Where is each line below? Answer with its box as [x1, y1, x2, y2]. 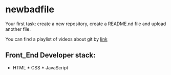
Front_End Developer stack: [5, 51, 96, 60]
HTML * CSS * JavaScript [12, 64, 69, 70]
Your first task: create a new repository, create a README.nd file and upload [5, 21, 166, 27]
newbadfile [5, 4, 55, 15]
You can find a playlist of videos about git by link [5, 36, 108, 42]
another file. [5, 26, 31, 32]
